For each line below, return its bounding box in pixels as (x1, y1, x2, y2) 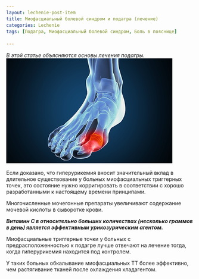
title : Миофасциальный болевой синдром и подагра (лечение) (6, 15, 159, 22)
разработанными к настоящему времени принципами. (6, 188, 146, 196)
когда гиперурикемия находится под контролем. (6, 248, 131, 255)
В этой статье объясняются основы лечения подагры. (6, 52, 145, 59)
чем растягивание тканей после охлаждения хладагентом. (6, 266, 157, 273)
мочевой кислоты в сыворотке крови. (6, 206, 103, 214)
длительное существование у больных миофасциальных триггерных (6, 175, 182, 183)
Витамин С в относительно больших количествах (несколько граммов (6, 218, 193, 225)
